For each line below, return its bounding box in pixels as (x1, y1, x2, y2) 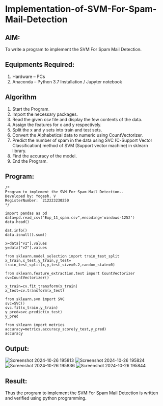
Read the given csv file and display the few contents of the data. (12, 116, 142, 122)
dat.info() (5, 228, 27, 233)
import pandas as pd (5, 211, 48, 216)
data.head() (5, 220, 29, 225)
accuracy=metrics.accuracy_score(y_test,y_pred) (5, 327, 107, 332)
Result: (5, 377, 27, 385)
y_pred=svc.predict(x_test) (5, 310, 63, 315)
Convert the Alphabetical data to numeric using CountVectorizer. (12, 132, 143, 138)
